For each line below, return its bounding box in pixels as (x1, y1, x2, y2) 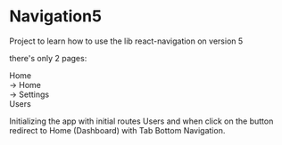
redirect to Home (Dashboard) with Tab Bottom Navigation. (9, 125, 226, 135)
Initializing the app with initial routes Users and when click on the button (9, 116, 274, 126)
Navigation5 (9, 6, 103, 27)
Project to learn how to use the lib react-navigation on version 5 (9, 36, 244, 46)
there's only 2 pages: (9, 52, 87, 63)
